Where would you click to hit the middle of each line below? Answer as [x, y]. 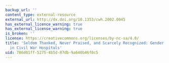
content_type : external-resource [40, 15]
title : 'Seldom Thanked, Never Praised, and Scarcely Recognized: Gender [85, 43]
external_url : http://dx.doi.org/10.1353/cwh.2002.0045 [65, 19]
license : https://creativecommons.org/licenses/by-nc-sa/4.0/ [72, 39]
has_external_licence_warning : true [44, 24]
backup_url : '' [21, 10]
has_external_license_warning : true [44, 29]
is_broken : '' [20, 34]
